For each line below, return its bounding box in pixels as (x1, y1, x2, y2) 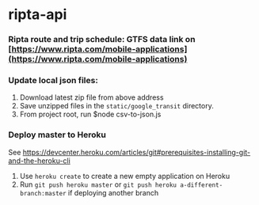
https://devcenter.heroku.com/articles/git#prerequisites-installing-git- (22, 147, 251, 157)
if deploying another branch (67, 188, 159, 197)
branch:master (19, 189, 67, 197)
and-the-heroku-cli (8, 156, 71, 165)
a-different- (179, 180, 223, 189)
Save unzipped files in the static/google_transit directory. (19, 101, 214, 111)
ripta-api (8, 6, 67, 24)
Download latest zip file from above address (19, 93, 164, 102)
